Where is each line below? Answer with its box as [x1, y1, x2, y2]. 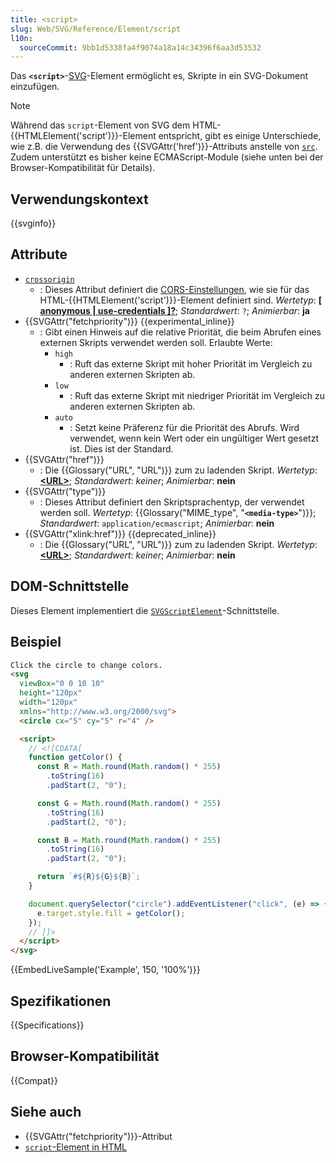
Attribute [10, 246, 68, 263]
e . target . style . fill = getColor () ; [36, 908, 186, 918]
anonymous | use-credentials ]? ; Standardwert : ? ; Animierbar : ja [39, 304, 310, 316]
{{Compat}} [10, 1074, 58, 1086]
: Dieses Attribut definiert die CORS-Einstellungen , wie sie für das [39, 283, 310, 295]
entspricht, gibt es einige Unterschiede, [158, 130, 322, 142]
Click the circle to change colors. [10, 660, 163, 670]
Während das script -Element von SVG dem [10, 119, 191, 131]
